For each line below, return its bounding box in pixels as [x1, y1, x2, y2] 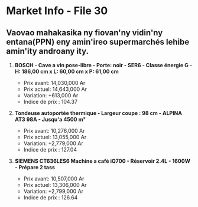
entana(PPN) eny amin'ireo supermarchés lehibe [6, 37, 190, 47]
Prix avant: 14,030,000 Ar [23, 80, 86, 86]
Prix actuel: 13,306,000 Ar [23, 182, 87, 188]
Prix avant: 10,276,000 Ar [23, 127, 85, 134]
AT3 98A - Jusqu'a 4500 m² [14, 116, 86, 123]
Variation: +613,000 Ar [23, 92, 79, 98]
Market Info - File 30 [6, 4, 108, 18]
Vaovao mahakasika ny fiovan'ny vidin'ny [6, 28, 163, 38]
